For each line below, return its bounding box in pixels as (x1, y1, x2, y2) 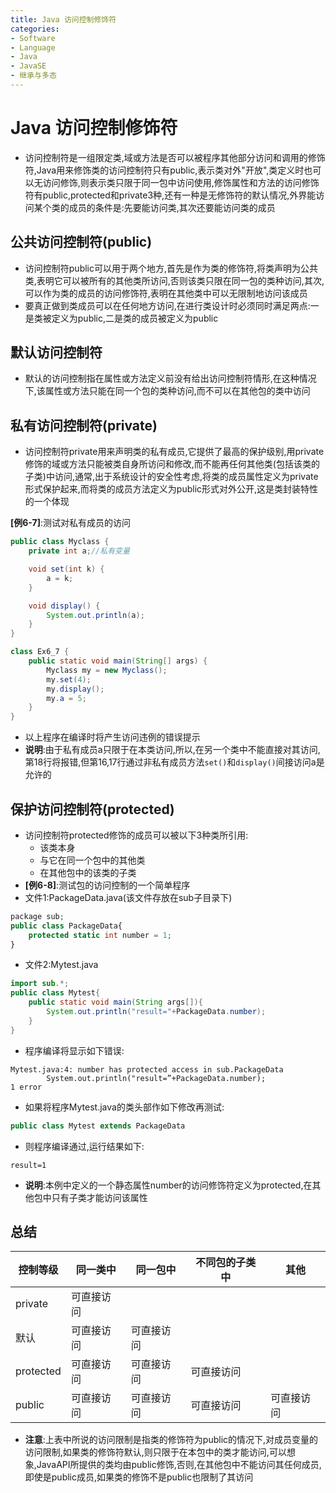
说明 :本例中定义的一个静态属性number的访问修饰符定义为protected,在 (24, 1179, 313, 1191)
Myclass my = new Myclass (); (46, 665, 168, 675)
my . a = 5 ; (46, 693, 87, 703)
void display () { (28, 601, 101, 611)
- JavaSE (10, 61, 47, 71)
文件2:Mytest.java (24, 959, 99, 971)
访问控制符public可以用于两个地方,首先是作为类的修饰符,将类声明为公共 (24, 262, 319, 274)
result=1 (10, 1160, 47, 1170)
